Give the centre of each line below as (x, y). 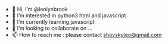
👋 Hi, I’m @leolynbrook (40, 9)
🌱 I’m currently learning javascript (53, 22)
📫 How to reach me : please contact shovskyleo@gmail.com (87, 35)
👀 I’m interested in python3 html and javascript (69, 15)
